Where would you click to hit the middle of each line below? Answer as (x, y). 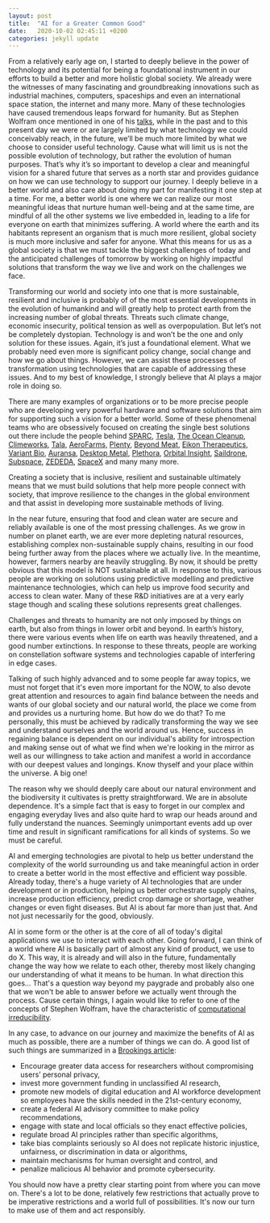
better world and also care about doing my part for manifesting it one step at (135, 190)
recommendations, (51, 1118)
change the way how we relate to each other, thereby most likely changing (132, 966)
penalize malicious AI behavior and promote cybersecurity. (118, 1169)
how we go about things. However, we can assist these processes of (122, 360)
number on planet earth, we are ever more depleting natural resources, (126, 536)
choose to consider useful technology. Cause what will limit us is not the (128, 147)
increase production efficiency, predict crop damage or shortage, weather (131, 899)
